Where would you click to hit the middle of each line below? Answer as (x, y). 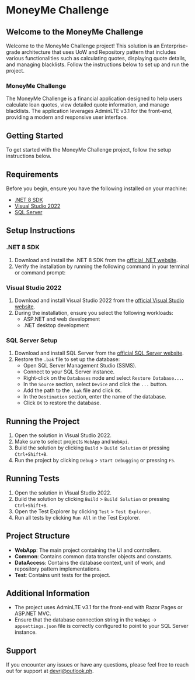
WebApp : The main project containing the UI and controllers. (88, 550)
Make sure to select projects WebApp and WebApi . (72, 442)
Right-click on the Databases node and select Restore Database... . (103, 378)
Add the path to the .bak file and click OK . (72, 390)
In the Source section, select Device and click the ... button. (95, 384)
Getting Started (35, 135)
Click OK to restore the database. (62, 403)
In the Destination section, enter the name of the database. (95, 397)
